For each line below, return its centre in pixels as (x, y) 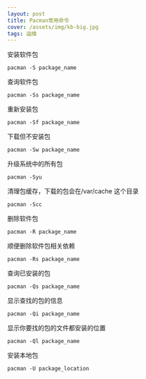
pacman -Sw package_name (44, 150)
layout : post (26, 14)
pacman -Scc (25, 205)
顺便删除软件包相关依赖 (41, 246)
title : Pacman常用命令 (38, 20)
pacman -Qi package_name (44, 314)
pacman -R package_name (42, 232)
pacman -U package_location (48, 369)
